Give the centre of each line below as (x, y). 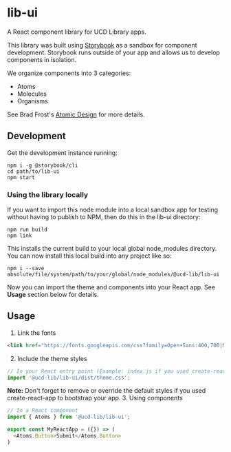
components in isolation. (42, 59)
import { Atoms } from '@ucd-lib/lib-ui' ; (69, 417)
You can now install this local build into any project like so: (89, 256)
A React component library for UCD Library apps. (77, 32)
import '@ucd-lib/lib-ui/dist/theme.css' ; (69, 378)
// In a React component (43, 411)
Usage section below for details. (53, 295)
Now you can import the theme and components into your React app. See (111, 287)
